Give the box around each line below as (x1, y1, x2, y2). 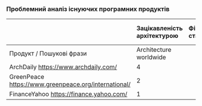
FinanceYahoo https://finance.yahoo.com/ (9, 90, 127, 98)
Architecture (136, 46, 172, 54)
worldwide (136, 53, 167, 61)
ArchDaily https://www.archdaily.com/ (9, 63, 117, 71)
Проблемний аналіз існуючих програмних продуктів (6, 5, 170, 13)
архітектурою (136, 32, 179, 40)
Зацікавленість (136, 24, 183, 33)
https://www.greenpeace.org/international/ (9, 80, 131, 89)
